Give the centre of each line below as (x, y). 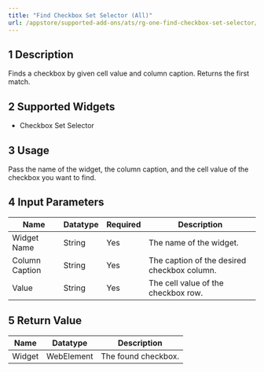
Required (124, 224)
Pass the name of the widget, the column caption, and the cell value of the (128, 169)
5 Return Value (45, 320)
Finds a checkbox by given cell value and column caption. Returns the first (129, 74)
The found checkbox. (140, 356)
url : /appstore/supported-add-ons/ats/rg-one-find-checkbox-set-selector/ (133, 23)
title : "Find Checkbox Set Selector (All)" (81, 15)
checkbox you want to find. (52, 177)
